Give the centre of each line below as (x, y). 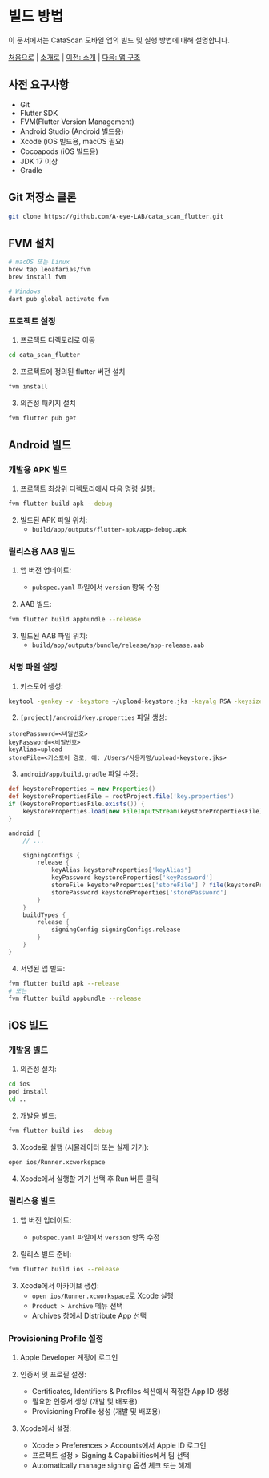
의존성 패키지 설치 (48, 403)
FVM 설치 (31, 243)
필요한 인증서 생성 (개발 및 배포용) (84, 1401)
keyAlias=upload (35, 749)
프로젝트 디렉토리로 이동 (58, 339)
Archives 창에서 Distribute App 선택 (89, 1315)
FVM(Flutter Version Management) (77, 122)
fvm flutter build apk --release (64, 983)
